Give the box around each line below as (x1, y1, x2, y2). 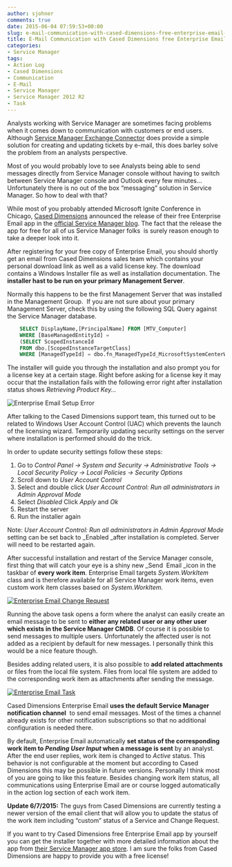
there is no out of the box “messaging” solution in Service (48, 184, 212, 192)
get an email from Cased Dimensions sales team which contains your (7, 254, 204, 263)
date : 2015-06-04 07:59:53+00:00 (7, 23, 104, 30)
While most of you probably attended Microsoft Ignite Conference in (7, 204, 202, 213)
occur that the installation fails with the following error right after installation (7, 378, 222, 387)
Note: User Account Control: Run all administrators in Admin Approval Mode (7, 526, 224, 534)
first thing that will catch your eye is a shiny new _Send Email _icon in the (7, 561, 216, 570)
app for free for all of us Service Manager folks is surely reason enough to (7, 226, 220, 235)
